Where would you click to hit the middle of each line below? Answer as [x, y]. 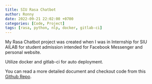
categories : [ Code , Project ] [35, 23]
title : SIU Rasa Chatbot [30, 10]
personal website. [23, 53]
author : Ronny [20, 14]
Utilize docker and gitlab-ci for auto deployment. [54, 62]
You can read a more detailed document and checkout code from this [76, 71]
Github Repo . [18, 77]
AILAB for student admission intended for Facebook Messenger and [74, 47]
